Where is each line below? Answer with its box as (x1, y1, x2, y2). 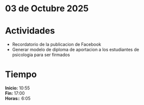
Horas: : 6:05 (5, 96, 31, 102)
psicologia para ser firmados (12, 52, 70, 58)
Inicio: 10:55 (5, 85, 30, 91)
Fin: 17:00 (5, 90, 25, 96)
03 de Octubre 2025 (5, 3, 89, 14)
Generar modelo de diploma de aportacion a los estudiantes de (12, 47, 139, 53)
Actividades (5, 25, 55, 37)
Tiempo (5, 69, 37, 80)
